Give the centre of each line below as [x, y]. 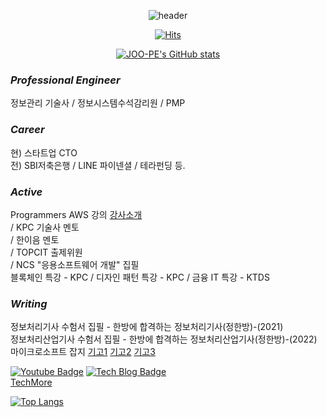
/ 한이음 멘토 [35, 239]
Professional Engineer [65, 80]
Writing [29, 303]
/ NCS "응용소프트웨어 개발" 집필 [75, 264]
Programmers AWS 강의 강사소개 [76, 214]
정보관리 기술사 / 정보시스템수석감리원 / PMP [98, 103]
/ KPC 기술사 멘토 [45, 227]
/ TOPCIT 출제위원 [46, 252]
